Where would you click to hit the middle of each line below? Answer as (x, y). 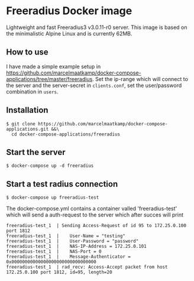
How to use (27, 52)
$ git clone (21, 124)
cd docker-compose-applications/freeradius (66, 134)
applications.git (28, 129)
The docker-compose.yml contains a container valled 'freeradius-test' (92, 209)
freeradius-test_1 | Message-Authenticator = (69, 257)
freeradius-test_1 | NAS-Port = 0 (54, 252)
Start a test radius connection (62, 184)
